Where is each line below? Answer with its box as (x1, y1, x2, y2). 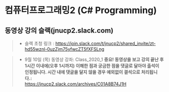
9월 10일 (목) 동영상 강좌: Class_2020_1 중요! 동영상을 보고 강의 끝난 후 (24, 56, 164, 62)
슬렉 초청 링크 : (24, 41, 54, 46)
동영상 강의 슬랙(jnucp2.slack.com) (5, 26, 114, 35)
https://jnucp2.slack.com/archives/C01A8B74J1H (24, 81, 127, 87)
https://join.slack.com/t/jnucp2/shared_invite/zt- (55, 41, 156, 46)
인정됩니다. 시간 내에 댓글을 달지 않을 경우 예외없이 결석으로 (24, 69, 141, 75)
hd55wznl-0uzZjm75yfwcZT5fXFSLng (24, 46, 104, 52)
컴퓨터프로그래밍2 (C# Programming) (5, 5, 157, 16)
